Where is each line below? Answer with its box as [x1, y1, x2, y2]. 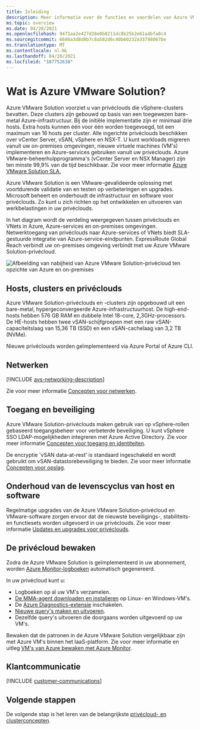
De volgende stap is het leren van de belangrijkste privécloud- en [6, 711, 167, 718]
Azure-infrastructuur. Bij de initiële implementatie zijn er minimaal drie [21, 117, 192, 124]
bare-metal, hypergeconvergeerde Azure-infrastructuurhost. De [6, 306, 164, 313]
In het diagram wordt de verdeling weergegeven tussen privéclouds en [6, 216, 180, 224]
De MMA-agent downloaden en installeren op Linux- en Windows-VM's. [14, 594, 192, 601]
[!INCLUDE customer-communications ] [6, 677, 102, 685]
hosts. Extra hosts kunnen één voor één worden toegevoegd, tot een [6, 123, 174, 130]
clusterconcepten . [6, 717, 51, 724]
